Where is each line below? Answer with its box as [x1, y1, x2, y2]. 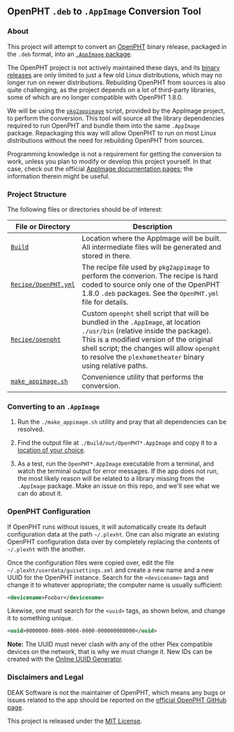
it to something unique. [7, 614, 73, 622]
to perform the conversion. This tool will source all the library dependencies [7, 114, 225, 122]
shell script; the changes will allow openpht [81, 343, 221, 353]
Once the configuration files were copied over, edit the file [7, 558, 174, 567]
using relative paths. [81, 361, 148, 371]
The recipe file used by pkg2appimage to [81, 262, 210, 271]
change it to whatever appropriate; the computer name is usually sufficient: [7, 581, 223, 589]
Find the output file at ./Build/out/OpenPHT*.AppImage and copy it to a [17, 439, 217, 447]
